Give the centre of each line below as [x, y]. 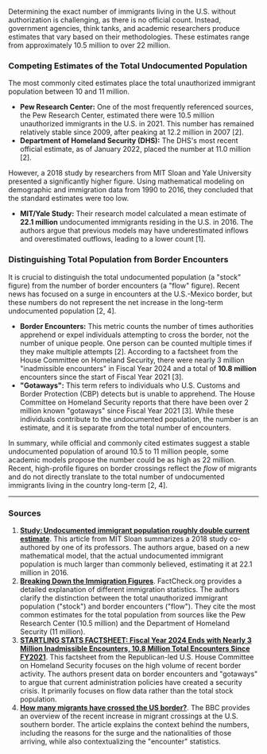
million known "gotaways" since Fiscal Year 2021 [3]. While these [127, 410]
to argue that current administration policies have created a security [131, 682]
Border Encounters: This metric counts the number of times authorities [137, 326]
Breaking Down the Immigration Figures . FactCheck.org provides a [131, 581]
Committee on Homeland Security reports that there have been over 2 [134, 402]
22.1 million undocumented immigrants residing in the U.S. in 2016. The [136, 222]
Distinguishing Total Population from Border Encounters [118, 260]
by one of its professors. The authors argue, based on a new [151, 547]
